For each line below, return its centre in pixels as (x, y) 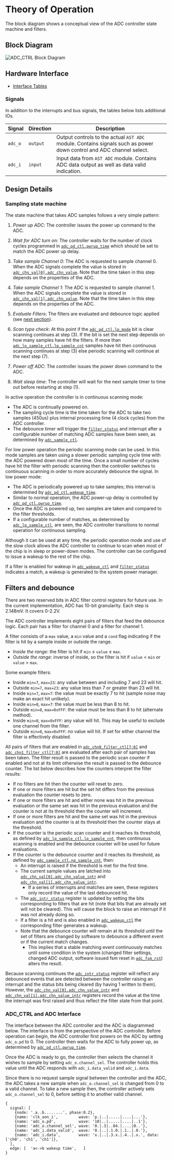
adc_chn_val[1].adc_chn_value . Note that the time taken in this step (84, 298)
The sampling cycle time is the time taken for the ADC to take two (82, 412)
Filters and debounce (40, 588)
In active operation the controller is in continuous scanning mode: (74, 397)
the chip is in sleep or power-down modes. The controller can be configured (86, 551)
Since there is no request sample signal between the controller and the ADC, (86, 1078)
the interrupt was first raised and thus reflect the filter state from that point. (84, 1001)
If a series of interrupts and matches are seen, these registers (93, 887)
